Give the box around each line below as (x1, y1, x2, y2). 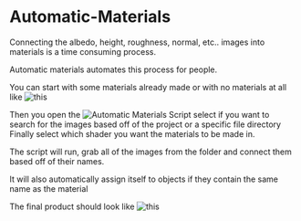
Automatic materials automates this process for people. (9, 64, 218, 75)
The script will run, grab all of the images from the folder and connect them (9, 146, 292, 157)
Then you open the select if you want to (9, 109, 270, 120)
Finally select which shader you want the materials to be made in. (9, 128, 255, 139)
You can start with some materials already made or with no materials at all (9, 81, 287, 92)
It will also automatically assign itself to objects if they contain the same (9, 174, 279, 184)
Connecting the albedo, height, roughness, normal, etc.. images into (9, 37, 265, 47)
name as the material (9, 183, 88, 194)
